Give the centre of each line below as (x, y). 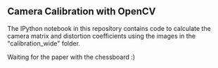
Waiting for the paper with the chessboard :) (71, 57)
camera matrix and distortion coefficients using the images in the (101, 36)
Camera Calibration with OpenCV (82, 12)
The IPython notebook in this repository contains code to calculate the (109, 28)
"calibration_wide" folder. (44, 43)
